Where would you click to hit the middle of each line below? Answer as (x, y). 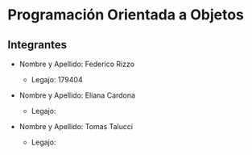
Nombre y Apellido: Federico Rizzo (76, 64)
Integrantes (37, 45)
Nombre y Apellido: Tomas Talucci (76, 126)
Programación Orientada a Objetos (126, 15)
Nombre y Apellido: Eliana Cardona (77, 95)
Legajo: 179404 (57, 80)
